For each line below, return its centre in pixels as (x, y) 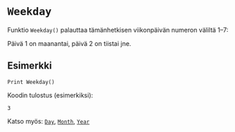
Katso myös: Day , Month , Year (49, 121)
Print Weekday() (31, 82)
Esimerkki (30, 66)
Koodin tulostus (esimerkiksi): (50, 95)
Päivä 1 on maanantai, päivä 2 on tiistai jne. (69, 43)
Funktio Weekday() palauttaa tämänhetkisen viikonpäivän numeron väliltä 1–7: (118, 30)
